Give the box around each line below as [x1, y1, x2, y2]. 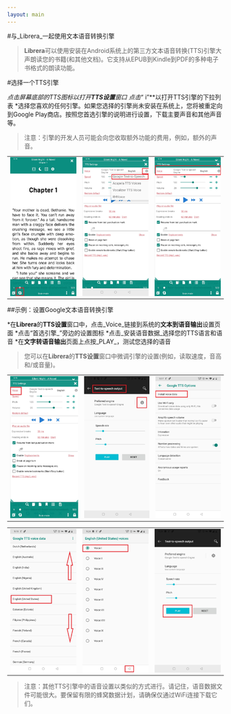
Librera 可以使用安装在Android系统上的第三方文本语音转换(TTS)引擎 [23, 46, 216, 54]
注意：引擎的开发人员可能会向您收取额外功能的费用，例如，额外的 [23, 133, 211, 141]
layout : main [7, 11, 45, 18]
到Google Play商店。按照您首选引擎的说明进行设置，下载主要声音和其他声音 [7, 110, 222, 118]
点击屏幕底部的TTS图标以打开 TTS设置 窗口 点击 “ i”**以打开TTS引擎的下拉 [7, 93, 215, 101]
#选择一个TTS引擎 [7, 78, 59, 86]
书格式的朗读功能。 [23, 63, 79, 72]
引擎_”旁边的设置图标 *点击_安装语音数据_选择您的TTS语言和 [44, 329, 217, 337]
